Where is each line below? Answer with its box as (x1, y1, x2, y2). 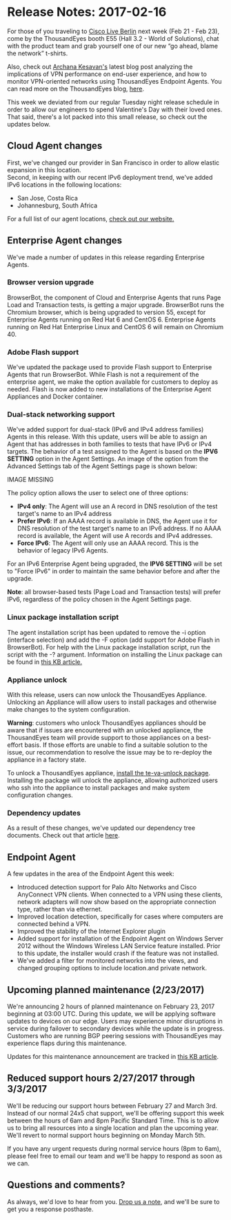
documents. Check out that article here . (7, 831, 120, 840)
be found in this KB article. (7, 658, 83, 666)
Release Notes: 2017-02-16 (7, 4, 167, 20)
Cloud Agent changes (7, 140, 103, 152)
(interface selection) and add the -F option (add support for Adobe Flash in (7, 636, 221, 644)
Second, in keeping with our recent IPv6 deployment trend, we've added (7, 173, 213, 181)
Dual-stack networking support (7, 409, 115, 419)
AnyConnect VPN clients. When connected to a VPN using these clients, (17, 890, 223, 899)
